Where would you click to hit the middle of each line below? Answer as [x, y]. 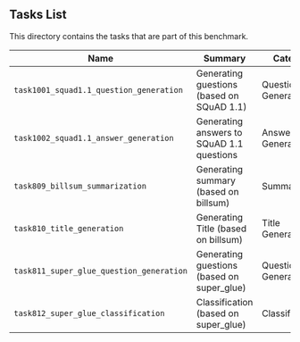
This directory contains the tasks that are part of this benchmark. [129, 36]
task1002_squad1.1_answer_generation [94, 138]
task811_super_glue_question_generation [100, 271]
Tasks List [38, 15]
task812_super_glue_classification [89, 313]
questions [217, 154]
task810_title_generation [69, 228]
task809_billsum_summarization [80, 186]
